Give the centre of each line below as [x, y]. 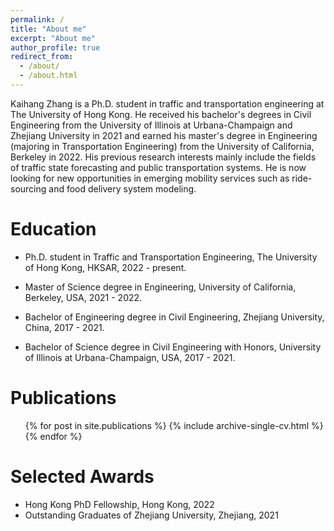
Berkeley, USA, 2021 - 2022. [83, 297]
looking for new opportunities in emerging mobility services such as [150, 178]
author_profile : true [55, 47]
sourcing [28, 188]
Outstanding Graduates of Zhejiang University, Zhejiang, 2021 [151, 515]
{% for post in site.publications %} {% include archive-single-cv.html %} [174, 425]
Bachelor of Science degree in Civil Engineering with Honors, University [173, 347]
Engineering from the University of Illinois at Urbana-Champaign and [151, 125]
